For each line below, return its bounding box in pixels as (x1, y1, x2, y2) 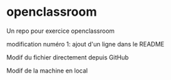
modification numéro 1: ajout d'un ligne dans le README (6, 40, 165, 48)
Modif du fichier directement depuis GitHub (6, 53, 129, 62)
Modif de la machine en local (6, 66, 88, 75)
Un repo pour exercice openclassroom (6, 27, 115, 35)
